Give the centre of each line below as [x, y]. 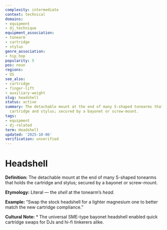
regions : [14, 70]
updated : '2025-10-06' [29, 135]
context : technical [25, 14]
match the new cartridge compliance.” [44, 207]
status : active [21, 102]
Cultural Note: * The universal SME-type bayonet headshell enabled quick [82, 217]
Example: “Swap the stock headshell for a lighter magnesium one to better [82, 202]
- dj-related [19, 125]
